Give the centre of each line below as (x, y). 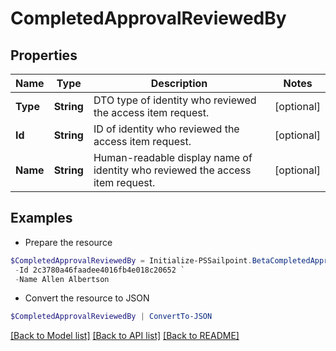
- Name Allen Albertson (62, 279)
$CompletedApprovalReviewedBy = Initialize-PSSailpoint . (131, 260)
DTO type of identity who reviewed (175, 100)
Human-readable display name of (173, 157)
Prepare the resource (68, 242)
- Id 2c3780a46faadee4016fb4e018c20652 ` (100, 270)
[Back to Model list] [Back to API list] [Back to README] (125, 336)
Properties (44, 55)
